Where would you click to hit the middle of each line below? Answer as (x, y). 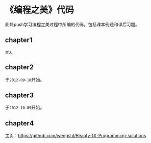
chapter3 (19, 95)
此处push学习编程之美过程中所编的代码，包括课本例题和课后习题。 (72, 24)
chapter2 (19, 67)
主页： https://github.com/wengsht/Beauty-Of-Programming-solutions (75, 136)
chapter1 (19, 40)
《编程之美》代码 (40, 10)
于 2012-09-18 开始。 (25, 80)
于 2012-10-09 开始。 (25, 107)
